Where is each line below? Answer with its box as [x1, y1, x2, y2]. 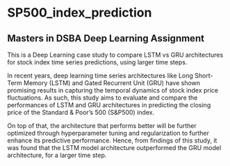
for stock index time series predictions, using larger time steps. [7, 58, 188, 66]
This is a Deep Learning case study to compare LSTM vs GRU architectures [7, 50, 224, 59]
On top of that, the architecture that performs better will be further [7, 122, 197, 129]
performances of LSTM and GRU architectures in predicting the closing [7, 101, 211, 109]
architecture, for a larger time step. [7, 151, 107, 159]
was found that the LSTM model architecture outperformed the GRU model [7, 144, 222, 151]
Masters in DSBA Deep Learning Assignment [7, 33, 205, 44]
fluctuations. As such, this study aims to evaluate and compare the [7, 93, 198, 102]
